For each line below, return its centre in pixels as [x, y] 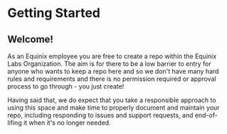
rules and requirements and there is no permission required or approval [112, 79]
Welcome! [30, 39]
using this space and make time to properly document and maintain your [114, 107]
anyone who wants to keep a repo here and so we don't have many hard [113, 71]
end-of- [206, 115]
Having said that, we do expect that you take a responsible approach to [112, 100]
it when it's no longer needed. [68, 123]
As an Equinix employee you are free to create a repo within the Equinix [112, 56]
